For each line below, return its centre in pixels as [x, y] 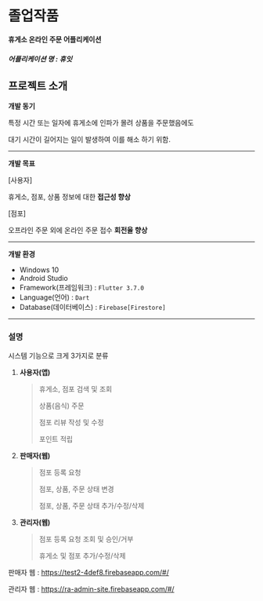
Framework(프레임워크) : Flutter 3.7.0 [82, 288]
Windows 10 [39, 270]
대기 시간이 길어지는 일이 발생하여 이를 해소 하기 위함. [89, 140]
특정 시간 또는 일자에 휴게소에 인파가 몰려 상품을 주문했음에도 [101, 123]
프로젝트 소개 [38, 86]
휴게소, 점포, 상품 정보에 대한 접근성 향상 [70, 197]
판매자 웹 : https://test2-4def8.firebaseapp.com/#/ [89, 572]
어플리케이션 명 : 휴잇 [40, 59]
